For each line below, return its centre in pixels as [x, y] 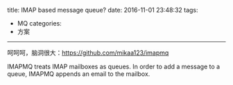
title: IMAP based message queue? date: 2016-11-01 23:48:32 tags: [103, 10]
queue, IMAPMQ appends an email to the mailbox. [79, 74]
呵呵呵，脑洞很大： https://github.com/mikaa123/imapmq [88, 53]
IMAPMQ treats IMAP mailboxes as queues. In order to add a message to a [114, 66]
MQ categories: [40, 23]
